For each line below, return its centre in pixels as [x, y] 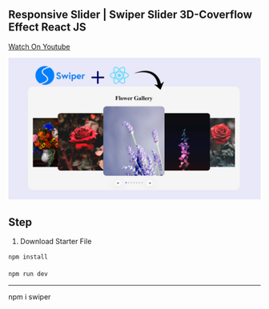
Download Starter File [56, 242]
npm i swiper [30, 296]
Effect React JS [47, 28]
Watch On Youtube [39, 46]
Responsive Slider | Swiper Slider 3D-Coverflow [130, 15]
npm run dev [28, 274]
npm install [28, 257]
